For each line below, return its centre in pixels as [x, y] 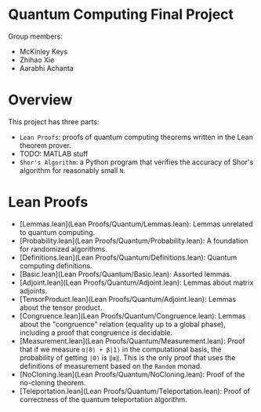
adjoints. [33, 291]
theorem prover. [45, 145]
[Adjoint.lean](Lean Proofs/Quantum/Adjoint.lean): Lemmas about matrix [136, 282]
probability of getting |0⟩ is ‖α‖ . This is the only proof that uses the [127, 357]
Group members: [35, 36]
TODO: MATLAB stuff [54, 153]
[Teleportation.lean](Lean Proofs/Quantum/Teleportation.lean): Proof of [135, 391]
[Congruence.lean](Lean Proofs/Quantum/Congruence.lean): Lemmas [132, 315]
